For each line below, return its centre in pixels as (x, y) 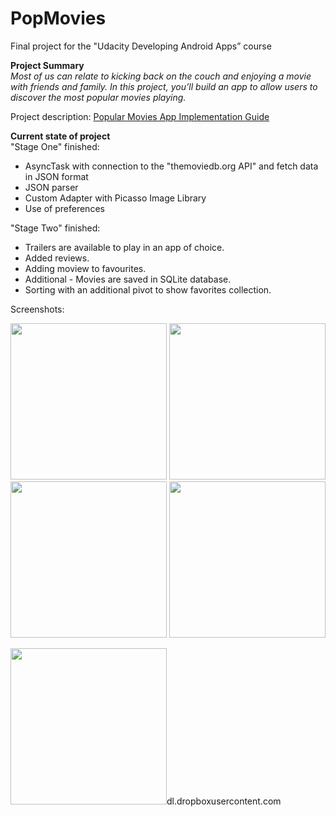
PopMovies (58, 18)
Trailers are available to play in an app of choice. (124, 247)
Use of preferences (64, 208)
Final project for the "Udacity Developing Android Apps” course (141, 46)
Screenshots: (37, 309)
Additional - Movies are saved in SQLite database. (128, 279)
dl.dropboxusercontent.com (224, 801)
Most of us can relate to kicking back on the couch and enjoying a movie (161, 76)
